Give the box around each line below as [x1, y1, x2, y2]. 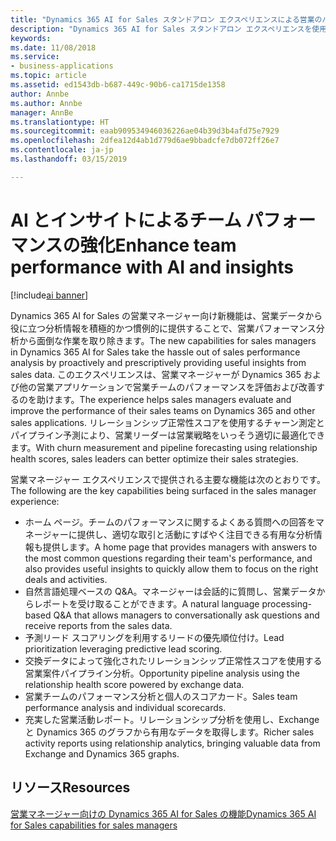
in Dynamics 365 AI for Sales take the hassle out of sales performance [10, 346, 301, 358]
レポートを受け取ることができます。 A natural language [33, 597, 260, 610]
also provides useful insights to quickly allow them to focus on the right [24, 562, 319, 575]
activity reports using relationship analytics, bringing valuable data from [24, 737, 321, 749]
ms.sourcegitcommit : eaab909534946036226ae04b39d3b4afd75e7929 [10, 126, 280, 136]
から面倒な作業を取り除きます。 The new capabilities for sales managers [18, 334, 317, 346]
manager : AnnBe [10, 107, 74, 118]
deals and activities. [24, 573, 108, 585]
